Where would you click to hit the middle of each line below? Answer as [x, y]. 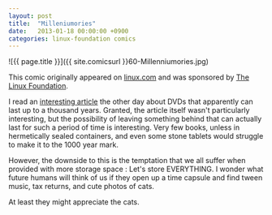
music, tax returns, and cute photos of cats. [81, 187]
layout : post [30, 16]
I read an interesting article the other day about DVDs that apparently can [131, 101]
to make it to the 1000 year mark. [64, 145]
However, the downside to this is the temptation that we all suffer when [127, 161]
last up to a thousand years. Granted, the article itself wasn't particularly [129, 110]
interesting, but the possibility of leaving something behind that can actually [135, 119]
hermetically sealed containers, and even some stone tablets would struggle [136, 136]
